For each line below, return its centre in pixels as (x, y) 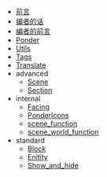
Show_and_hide (53, 165)
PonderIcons (48, 115)
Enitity (38, 157)
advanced (32, 74)
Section (40, 90)
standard (30, 140)
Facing (38, 107)
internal (28, 98)
